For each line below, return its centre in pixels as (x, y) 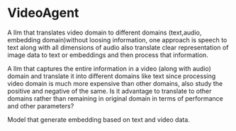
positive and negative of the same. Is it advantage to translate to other (109, 91)
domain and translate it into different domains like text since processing (112, 76)
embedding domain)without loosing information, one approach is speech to (117, 39)
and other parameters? (41, 106)
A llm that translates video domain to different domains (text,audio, (105, 32)
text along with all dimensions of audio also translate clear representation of (118, 47)
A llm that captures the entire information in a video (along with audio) (109, 68)
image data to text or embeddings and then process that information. (108, 55)
